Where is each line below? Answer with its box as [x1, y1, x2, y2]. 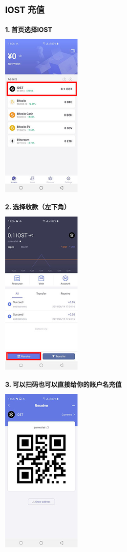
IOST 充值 [5, 4, 45, 16]
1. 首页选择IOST [5, 25, 53, 34]
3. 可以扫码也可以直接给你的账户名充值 [5, 381, 122, 389]
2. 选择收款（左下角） [5, 203, 71, 211]
